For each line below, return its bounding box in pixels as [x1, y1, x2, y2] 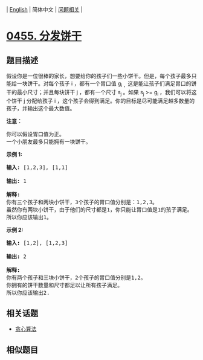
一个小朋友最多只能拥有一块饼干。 [6, 138, 91, 145]
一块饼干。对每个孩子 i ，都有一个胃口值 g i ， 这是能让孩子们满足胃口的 [16, 80, 192, 88]
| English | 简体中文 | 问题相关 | [6, 6, 83, 13]
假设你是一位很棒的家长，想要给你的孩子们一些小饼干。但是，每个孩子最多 [6, 72, 192, 79]
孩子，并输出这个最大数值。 [6, 104, 76, 112]
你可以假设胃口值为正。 [6, 130, 65, 138]
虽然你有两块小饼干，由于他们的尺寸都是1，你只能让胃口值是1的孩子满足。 [6, 206, 193, 213]
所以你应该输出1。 [6, 214, 53, 220]
